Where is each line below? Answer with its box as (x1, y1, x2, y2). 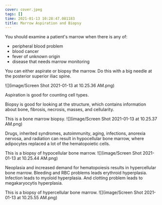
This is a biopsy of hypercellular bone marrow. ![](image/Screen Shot (5, 189, 144, 195)
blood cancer (12, 48, 39, 54)
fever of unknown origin (12, 54, 60, 60)
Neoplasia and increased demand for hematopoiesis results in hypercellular (5, 165, 157, 171)
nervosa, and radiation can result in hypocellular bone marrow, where (5, 136, 144, 142)
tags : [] (5, 12, 23, 16)
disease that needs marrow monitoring (12, 59, 90, 64)
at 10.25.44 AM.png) (17, 156, 58, 161)
